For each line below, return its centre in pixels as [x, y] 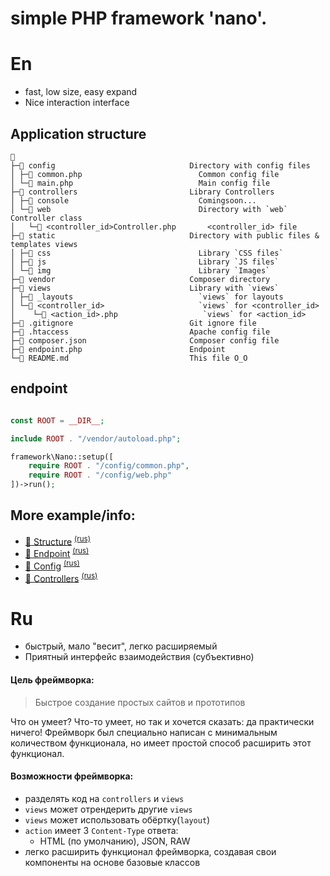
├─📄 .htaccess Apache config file [140, 332]
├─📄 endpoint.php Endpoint [118, 349]
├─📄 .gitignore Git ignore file [133, 323]
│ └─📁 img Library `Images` [140, 270]
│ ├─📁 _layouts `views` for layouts [147, 297]
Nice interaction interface [77, 103]
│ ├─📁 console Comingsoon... [133, 200]
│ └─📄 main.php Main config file [140, 183]
